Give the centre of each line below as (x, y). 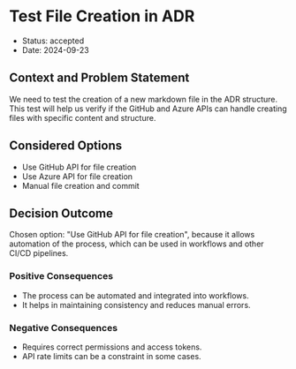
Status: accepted (53, 41)
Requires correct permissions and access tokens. (112, 347)
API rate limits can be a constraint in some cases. (111, 356)
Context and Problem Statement (99, 78)
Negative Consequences (63, 328)
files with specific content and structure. (83, 117)
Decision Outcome (61, 213)
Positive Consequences (61, 276)
